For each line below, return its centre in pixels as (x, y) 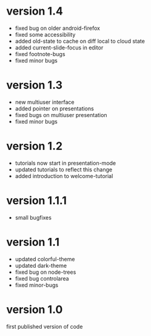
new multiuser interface (45, 102)
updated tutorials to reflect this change (64, 170)
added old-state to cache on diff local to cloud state (80, 41)
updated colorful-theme (45, 259)
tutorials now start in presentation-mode (65, 163)
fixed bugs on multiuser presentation (61, 115)
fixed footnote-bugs (40, 54)
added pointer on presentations (54, 109)
